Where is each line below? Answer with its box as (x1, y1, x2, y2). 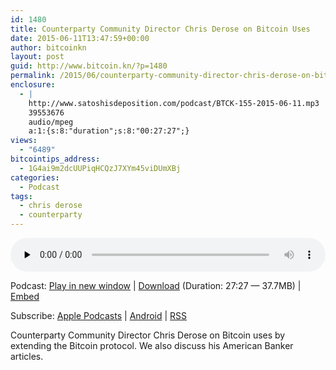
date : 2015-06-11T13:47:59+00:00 (10, 33, 150, 43)
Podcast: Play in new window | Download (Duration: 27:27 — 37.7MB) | (10, 280, 302, 291)
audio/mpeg (28, 117, 74, 127)
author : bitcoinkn (10, 42, 87, 53)
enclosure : (10, 80, 56, 90)
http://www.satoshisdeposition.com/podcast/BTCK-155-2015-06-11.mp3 (28, 98, 320, 108)
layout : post (10, 52, 65, 62)
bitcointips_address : (10, 154, 101, 164)
